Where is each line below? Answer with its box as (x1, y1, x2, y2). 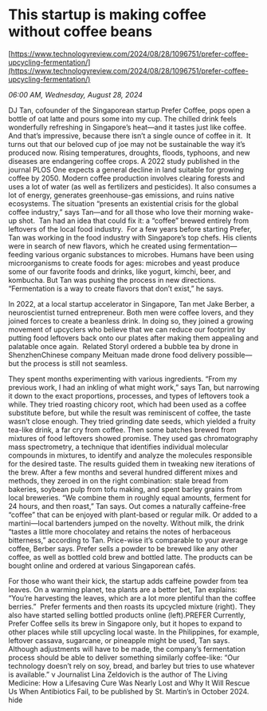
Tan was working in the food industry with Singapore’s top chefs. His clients (8, 232, 257, 242)
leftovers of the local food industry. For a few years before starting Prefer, (8, 224, 253, 233)
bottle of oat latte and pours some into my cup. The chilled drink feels (8, 113, 237, 123)
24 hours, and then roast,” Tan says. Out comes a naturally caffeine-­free (8, 501, 246, 510)
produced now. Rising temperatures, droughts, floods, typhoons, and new (8, 148, 250, 157)
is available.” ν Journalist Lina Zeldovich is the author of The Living (8, 669, 228, 679)
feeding (8, 249, 33, 259)
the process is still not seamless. (21, 358, 128, 368)
